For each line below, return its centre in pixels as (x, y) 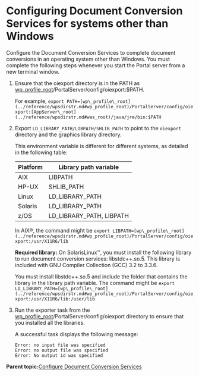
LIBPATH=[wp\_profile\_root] (149, 231)
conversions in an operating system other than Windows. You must (88, 59)
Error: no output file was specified (61, 350)
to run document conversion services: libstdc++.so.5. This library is (97, 258)
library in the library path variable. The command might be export (95, 283)
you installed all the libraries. (50, 322)
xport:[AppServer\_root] (45, 112)
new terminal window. (33, 71)
